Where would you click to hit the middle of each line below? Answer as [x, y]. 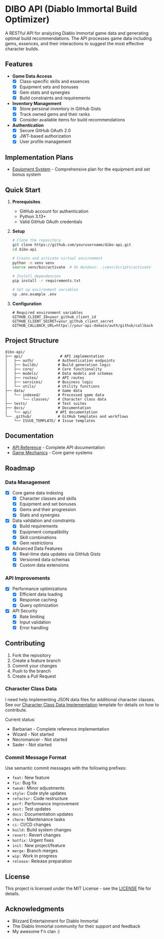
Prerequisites [26, 202]
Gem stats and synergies [45, 92]
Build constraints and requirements [55, 98]
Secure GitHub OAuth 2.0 [45, 131]
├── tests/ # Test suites [46, 403]
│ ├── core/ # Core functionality [54, 369]
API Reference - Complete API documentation [58, 448]
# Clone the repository [37, 240]
